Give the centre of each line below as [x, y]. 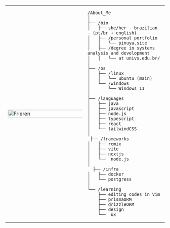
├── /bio [98, 23]
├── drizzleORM [116, 205]
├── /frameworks [110, 139]
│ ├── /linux [106, 73]
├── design [111, 210]
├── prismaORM [115, 199]
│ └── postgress [110, 179]
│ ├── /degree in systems [121, 48]
